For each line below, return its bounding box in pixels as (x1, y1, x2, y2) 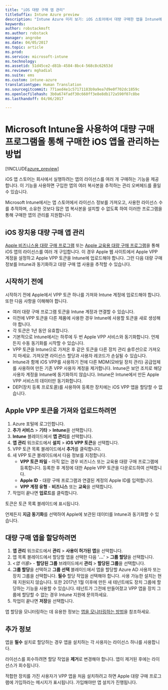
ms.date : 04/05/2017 (5, 40, 48, 45)
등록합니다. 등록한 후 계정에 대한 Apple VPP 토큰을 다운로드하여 (19, 464, 145, 470)
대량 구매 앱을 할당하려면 (5, 534, 76, 542)
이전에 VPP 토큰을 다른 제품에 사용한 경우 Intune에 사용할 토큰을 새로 (12, 315, 147, 321)
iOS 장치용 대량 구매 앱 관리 (5, 228, 85, 237)
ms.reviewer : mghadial (5, 68, 52, 73)
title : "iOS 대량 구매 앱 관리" (5, 7, 65, 13)
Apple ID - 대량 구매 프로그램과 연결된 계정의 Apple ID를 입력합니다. (19, 477, 153, 483)
